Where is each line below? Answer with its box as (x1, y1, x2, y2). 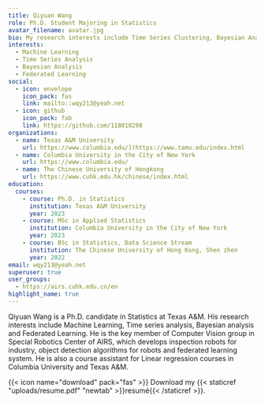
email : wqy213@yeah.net (8, 261, 87, 269)
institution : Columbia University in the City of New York (28, 224, 227, 233)
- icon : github (15, 107, 65, 115)
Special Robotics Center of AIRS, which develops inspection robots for (8, 337, 237, 346)
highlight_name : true (8, 290, 80, 298)
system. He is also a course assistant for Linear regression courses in (8, 353, 234, 363)
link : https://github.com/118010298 (22, 121, 144, 129)
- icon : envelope (15, 84, 73, 93)
